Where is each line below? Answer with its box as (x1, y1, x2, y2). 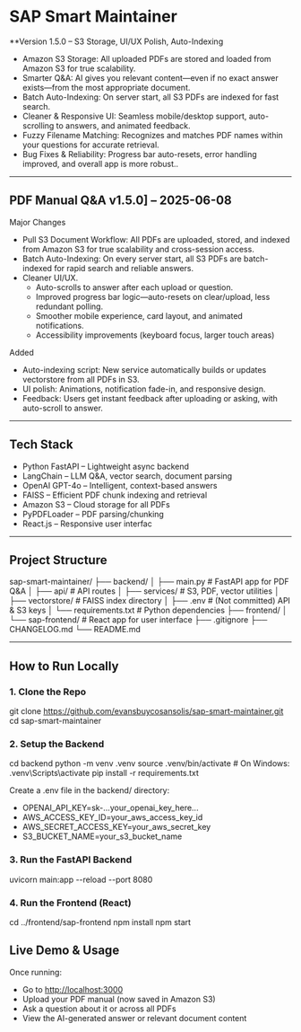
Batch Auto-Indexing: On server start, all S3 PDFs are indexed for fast (21, 92, 279, 102)
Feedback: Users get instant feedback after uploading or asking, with (21, 393, 278, 403)
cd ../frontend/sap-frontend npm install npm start (9, 916, 191, 927)
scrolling (21, 119, 55, 131)
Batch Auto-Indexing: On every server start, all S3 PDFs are (21, 253, 242, 264)
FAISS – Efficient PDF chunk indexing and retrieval (21, 490, 208, 500)
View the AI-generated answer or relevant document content (21, 1012, 247, 1023)
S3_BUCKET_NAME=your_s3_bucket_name (21, 831, 183, 842)
